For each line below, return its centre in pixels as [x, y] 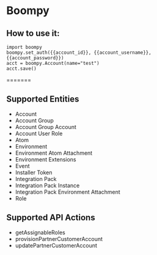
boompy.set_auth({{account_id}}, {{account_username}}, [79, 53]
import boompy [24, 47]
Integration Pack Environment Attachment [68, 192]
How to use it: [33, 33]
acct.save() [21, 68]
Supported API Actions [51, 218]
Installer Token [34, 172]
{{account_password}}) [35, 58]
